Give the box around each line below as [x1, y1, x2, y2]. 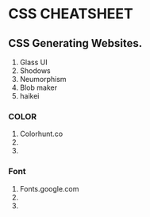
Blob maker [19, 83, 58, 92]
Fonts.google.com [19, 184, 79, 193]
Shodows [19, 66, 52, 76]
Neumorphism [19, 75, 67, 83]
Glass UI [19, 57, 48, 67]
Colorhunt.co [19, 129, 63, 139]
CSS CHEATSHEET [8, 5, 133, 23]
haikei [19, 91, 40, 100]
